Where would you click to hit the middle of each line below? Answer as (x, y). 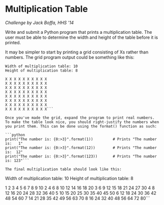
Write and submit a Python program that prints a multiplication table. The (79, 32)
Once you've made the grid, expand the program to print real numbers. (80, 118)
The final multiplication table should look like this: (63, 169)
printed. (13, 42)
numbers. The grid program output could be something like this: (70, 57)
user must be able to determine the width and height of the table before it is (82, 37)
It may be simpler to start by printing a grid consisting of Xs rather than (77, 52)
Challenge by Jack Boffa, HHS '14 (40, 23)
